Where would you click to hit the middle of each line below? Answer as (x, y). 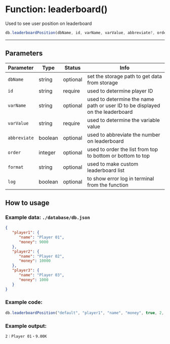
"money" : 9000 (34, 242)
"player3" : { (26, 270)
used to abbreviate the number (124, 135)
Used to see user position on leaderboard (49, 23)
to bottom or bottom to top (119, 155)
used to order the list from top (123, 149)
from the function (108, 185)
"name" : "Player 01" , (41, 237)
